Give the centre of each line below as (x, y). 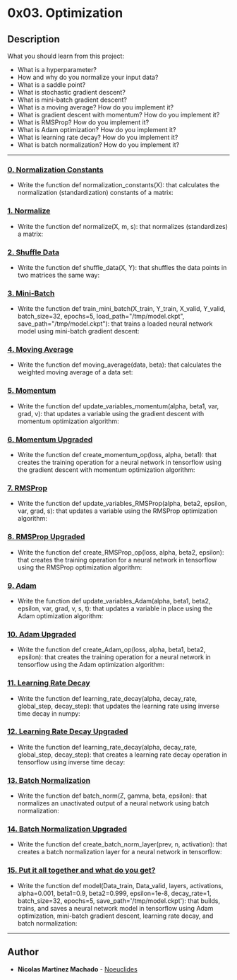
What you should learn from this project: (66, 56)
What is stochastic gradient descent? (71, 92)
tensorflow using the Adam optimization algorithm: (91, 665)
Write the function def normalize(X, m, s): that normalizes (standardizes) (122, 226)
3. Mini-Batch (31, 293)
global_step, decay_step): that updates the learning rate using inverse (119, 706)
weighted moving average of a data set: (75, 372)
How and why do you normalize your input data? (88, 77)
